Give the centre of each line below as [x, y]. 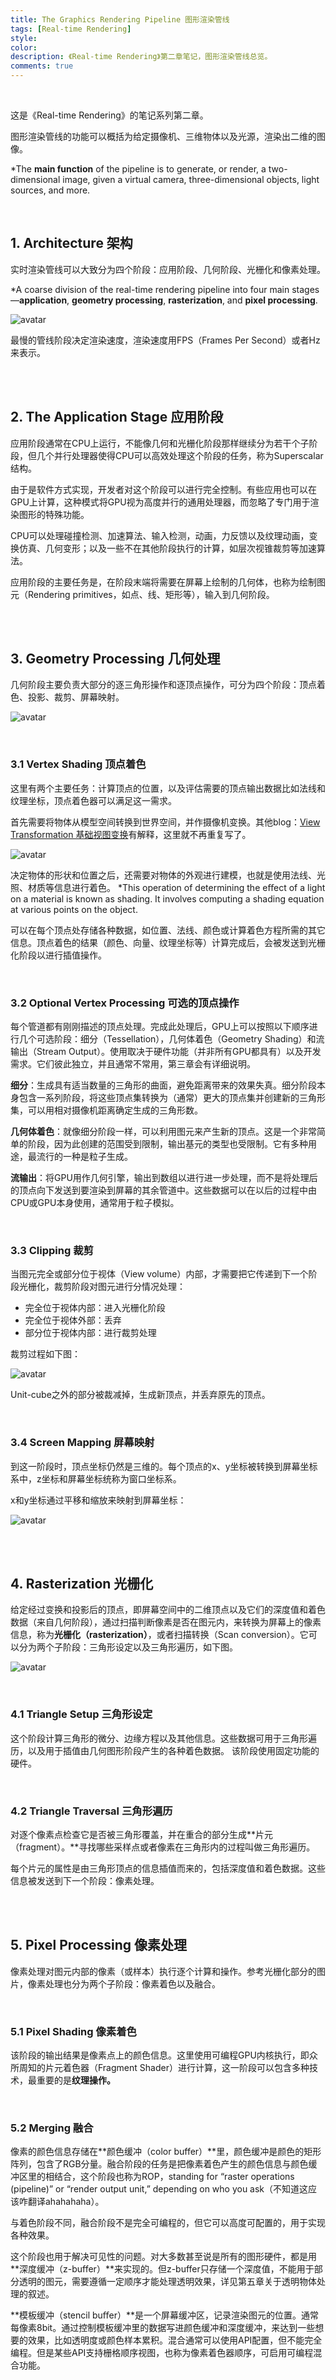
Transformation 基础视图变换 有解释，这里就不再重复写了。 [131, 834]
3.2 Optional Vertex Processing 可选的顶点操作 [125, 1003]
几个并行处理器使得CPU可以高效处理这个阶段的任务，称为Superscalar [180, 455]
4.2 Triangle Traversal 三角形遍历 [91, 1811]
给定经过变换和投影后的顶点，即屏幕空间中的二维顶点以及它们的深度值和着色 [168, 1610]
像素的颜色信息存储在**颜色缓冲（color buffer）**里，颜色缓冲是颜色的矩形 [166, 2152]
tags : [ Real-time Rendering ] [71, 29]
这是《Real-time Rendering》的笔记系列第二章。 [109, 115]
